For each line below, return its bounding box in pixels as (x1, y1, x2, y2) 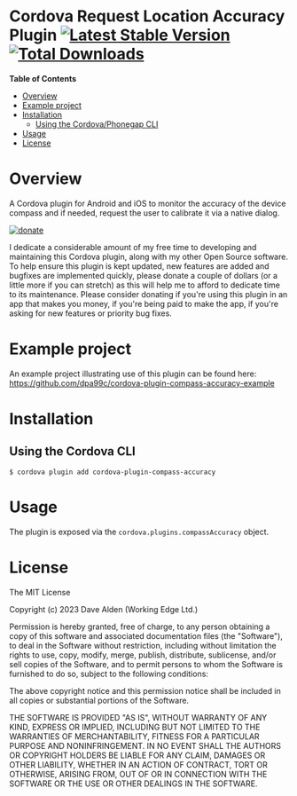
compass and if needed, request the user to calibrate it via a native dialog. (9, 207, 280, 218)
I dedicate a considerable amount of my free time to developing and (9, 241, 257, 252)
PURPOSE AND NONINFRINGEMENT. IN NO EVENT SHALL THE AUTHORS (9, 740, 282, 751)
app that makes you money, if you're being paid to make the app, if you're (9, 298, 279, 309)
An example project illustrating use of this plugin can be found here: (9, 368, 257, 379)
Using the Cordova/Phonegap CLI (35, 118, 159, 130)
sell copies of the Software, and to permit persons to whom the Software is (9, 658, 284, 669)
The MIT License (9, 587, 71, 597)
